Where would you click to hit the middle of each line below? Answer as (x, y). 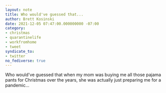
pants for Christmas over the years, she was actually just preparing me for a (83, 80)
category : (15, 28)
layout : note (19, 10)
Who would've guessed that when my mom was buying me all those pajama (83, 75)
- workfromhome (21, 42)
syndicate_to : (20, 51)
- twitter (15, 56)
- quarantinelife (23, 38)
